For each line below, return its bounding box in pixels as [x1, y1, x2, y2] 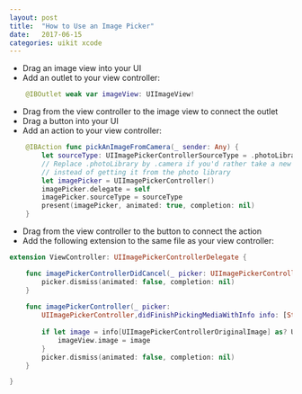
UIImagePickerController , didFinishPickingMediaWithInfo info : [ [41, 311, 288, 320]
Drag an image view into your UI [22, 63, 142, 74]
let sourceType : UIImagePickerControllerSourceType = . [41, 151, 255, 160]
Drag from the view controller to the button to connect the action [22, 226, 262, 237]
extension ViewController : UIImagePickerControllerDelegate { [9, 253, 247, 262]
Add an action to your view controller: [22, 125, 162, 136]
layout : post [9, 13, 58, 22]
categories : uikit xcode [9, 38, 102, 48]
